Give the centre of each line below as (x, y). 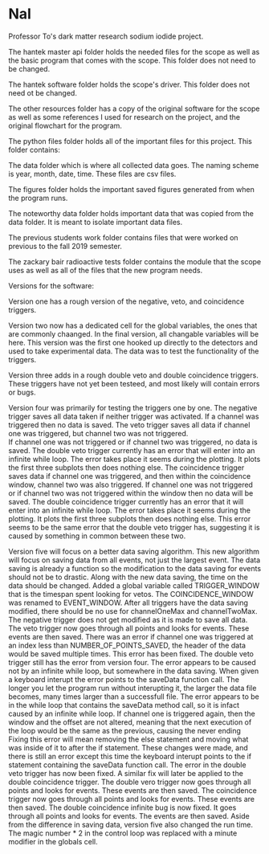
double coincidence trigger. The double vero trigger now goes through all (130, 782)
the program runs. (38, 198)
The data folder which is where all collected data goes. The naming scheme (134, 165)
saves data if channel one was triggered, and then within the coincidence (130, 476)
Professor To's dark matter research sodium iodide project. (106, 36)
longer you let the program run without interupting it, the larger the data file (132, 688)
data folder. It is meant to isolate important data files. (96, 222)
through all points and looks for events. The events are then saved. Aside (129, 815)
